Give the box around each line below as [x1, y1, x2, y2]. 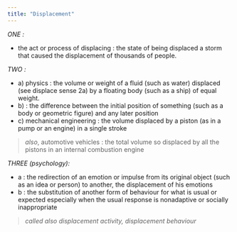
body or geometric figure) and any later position [17, 109, 159, 117]
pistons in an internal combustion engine [24, 145, 144, 153]
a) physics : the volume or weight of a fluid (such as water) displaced [17, 79, 221, 87]
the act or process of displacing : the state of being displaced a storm [17, 43, 222, 52]
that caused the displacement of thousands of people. [17, 51, 177, 60]
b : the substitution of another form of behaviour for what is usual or [17, 187, 217, 196]
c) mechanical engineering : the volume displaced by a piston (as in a [17, 116, 221, 125]
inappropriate [17, 203, 58, 211]
